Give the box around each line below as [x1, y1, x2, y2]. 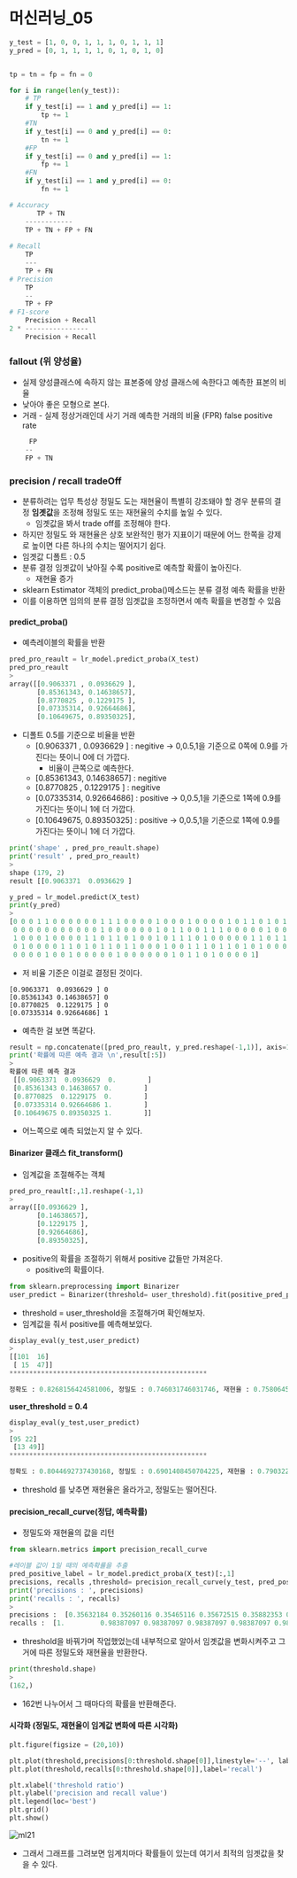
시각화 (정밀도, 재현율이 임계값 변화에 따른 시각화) [9, 1720, 179, 1731]
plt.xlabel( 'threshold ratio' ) [9, 1781, 125, 1789]
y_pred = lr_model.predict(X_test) [9, 892, 141, 902]
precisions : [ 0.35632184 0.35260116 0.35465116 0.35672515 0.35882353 [9, 1610, 283, 1619]
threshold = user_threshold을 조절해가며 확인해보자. [21, 1308, 206, 1318]
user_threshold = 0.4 [9, 1401, 88, 1411]
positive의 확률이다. [34, 1264, 104, 1275]
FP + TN [25, 454, 53, 462]
